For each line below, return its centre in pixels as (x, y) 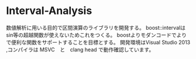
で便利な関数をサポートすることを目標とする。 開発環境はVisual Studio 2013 (98, 42)
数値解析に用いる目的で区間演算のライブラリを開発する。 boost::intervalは (96, 27)
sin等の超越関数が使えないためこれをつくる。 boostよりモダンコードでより (97, 35)
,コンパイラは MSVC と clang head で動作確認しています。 (80, 49)
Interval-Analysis (49, 11)
